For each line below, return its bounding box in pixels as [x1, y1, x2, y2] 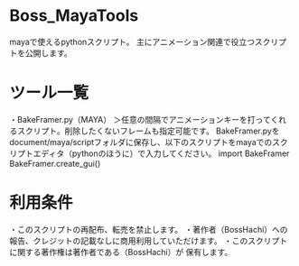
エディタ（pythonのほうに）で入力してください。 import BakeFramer [33, 148, 290, 159]
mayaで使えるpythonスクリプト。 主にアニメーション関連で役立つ [9, 36, 256, 47]
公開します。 [24, 47, 72, 59]
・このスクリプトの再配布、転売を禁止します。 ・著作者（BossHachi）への [9, 224, 288, 234]
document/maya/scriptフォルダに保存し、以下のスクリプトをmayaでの [9, 136, 273, 147]
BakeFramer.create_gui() [9, 158, 101, 169]
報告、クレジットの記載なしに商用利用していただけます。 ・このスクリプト [9, 235, 288, 246]
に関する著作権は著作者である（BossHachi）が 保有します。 [9, 246, 233, 257]
